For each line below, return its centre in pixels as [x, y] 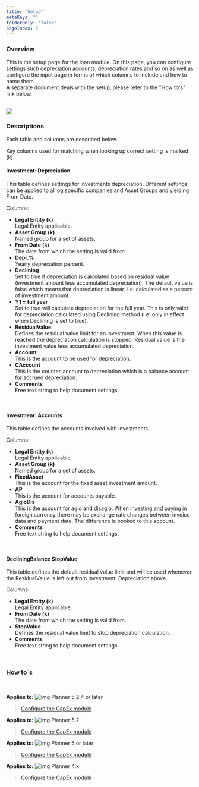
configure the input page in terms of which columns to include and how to [97, 74]
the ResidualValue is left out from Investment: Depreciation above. [87, 578]
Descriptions [25, 127]
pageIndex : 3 [22, 28]
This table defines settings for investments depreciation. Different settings [97, 184]
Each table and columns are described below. [62, 139]
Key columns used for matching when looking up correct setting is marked [97, 151]
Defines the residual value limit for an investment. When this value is [98, 333]
